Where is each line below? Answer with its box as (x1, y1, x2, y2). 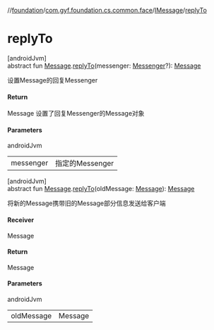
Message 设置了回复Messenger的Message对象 (7, 109, 145, 118)
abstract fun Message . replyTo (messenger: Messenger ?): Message (7, 61, 201, 70)
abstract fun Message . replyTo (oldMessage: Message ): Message (7, 185, 195, 193)
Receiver (7, 215, 34, 224)
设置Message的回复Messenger (7, 75, 98, 84)
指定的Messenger (55, 159, 114, 169)
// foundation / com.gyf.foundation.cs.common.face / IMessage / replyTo (7, 6, 207, 14)
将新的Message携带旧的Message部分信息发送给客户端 (7, 199, 166, 207)
